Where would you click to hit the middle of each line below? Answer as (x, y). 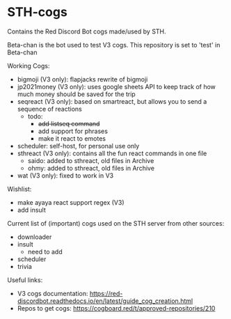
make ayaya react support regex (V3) (71, 202)
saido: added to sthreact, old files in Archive (91, 160)
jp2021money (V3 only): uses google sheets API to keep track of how (116, 86)
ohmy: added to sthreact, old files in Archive (91, 168)
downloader (34, 237)
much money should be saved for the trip (76, 94)
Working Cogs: (29, 65)
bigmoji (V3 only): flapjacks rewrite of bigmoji (82, 79)
